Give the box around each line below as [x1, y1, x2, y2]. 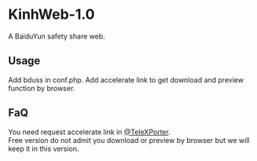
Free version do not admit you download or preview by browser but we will [8, 135, 250, 145]
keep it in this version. [8, 144, 79, 153]
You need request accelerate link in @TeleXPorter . [8, 127, 171, 137]
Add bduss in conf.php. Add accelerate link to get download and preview [8, 75, 244, 84]
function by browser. [8, 83, 75, 93]
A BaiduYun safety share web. [8, 31, 105, 41]
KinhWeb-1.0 [8, 5, 95, 24]
